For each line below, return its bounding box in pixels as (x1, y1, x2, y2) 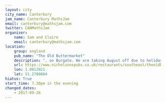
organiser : (5, 30, 28, 35)
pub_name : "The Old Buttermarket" (14, 53, 85, 58)
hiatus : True (5, 76, 32, 81)
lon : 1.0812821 (14, 67, 45, 72)
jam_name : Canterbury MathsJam (5, 16, 70, 21)
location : (5, 44, 26, 49)
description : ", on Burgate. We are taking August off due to (14, 58, 145, 63)
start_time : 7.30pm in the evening (5, 81, 79, 86)
